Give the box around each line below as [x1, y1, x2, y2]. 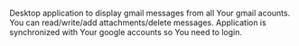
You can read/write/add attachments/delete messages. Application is [9, 17, 266, 28]
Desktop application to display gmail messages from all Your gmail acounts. [9, 8, 291, 18]
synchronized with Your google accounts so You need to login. [9, 27, 242, 37]
